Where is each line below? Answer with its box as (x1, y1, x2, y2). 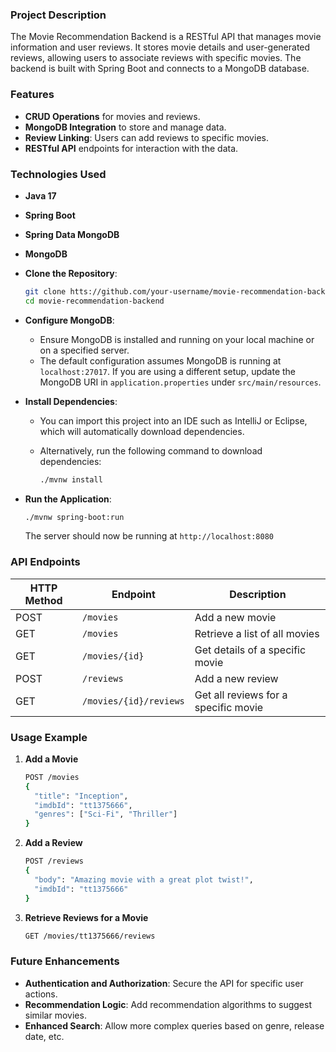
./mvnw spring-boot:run (24, 512, 125, 522)
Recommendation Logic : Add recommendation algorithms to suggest (24, 998, 312, 1010)
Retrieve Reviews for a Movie (24, 911, 149, 923)
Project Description (10, 8, 107, 22)
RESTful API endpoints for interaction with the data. (24, 142, 239, 154)
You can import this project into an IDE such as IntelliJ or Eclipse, (39, 414, 308, 427)
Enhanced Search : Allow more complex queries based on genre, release (24, 1019, 325, 1032)
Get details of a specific (194, 643, 307, 657)
